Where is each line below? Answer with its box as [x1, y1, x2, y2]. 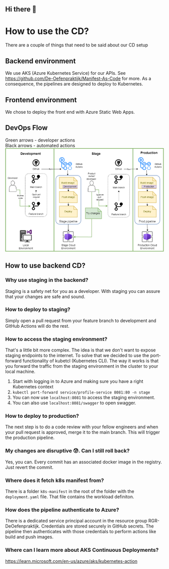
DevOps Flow [5, 123, 48, 132]
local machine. [5, 369, 36, 375]
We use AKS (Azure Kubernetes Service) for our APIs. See [5, 70, 126, 76]
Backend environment [5, 57, 76, 65]
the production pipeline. [5, 434, 55, 441]
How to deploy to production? [5, 413, 79, 420]
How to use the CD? [5, 25, 90, 37]
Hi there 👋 [5, 5, 37, 14]
